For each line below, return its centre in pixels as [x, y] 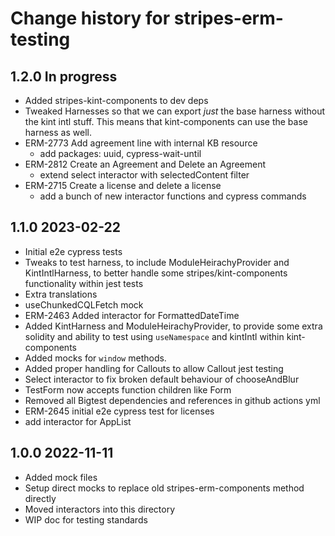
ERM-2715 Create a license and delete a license [123, 185]
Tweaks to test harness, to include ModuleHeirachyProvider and [157, 262]
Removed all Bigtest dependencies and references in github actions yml [172, 400]
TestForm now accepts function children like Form [128, 389]
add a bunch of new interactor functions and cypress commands [173, 196]
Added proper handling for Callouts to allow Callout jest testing [154, 368]
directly [40, 498]
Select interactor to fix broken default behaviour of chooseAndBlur [162, 379]
